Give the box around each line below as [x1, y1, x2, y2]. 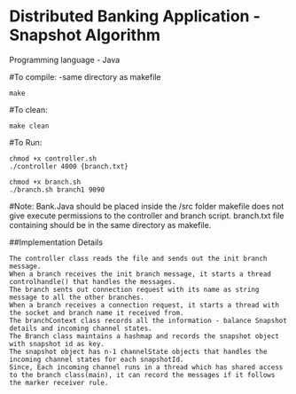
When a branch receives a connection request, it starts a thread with [9, 300, 279, 310]
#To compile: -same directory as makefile [9, 71, 161, 82]
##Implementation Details [9, 237, 104, 248]
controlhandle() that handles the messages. [9, 277, 176, 286]
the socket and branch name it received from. [9, 308, 184, 317]
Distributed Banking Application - [9, 6, 261, 27]
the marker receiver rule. [9, 378, 109, 387]
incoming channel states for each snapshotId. [9, 355, 184, 364]
